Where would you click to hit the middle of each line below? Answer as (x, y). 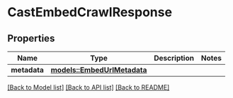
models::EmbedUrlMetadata (99, 70)
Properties (31, 38)
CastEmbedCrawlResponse (90, 12)
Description (174, 58)
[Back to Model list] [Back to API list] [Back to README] (89, 87)
